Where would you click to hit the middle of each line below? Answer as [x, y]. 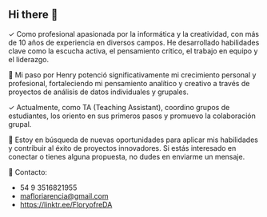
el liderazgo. [29, 59]
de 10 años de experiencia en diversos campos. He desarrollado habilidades [134, 42]
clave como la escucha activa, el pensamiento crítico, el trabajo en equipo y [133, 51]
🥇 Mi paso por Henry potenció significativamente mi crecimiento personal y [132, 75]
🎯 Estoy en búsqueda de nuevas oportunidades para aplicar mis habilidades [133, 140]
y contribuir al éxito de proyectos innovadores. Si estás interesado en [122, 148]
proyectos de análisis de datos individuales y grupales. [99, 92]
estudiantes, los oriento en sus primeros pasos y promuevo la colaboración [132, 116]
